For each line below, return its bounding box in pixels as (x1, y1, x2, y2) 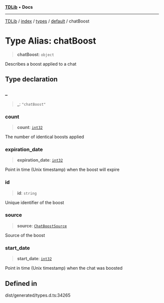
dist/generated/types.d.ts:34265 (5, 292, 71, 298)
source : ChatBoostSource (17, 223, 67, 229)
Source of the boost (5, 232, 45, 238)
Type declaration (5, 75, 58, 84)
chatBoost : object (17, 51, 55, 57)
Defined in (5, 279, 38, 288)
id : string (17, 190, 37, 196)
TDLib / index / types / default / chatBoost (5, 18, 89, 24)
